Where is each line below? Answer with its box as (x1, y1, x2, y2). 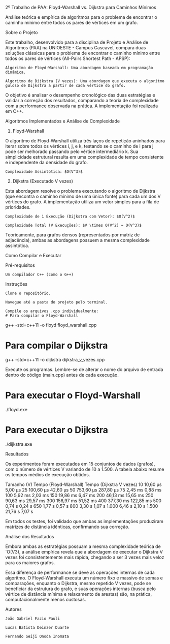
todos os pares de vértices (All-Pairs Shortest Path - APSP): (5, 55, 130, 62)
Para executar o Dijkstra (5, 424, 108, 436)
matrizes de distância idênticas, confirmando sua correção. (5, 524, 130, 530)
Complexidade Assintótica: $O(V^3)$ (5, 169, 83, 174)
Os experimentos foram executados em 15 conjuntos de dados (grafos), (5, 461, 155, 467)
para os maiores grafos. (5, 559, 55, 566)
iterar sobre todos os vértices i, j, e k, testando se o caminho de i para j (5, 143, 154, 149)
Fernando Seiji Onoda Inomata (5, 634, 70, 639)
